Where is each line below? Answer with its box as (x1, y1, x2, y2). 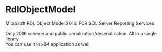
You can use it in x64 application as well (5, 41, 90, 47)
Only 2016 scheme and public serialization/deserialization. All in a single (5, 30, 157, 36)
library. (5, 36, 20, 42)
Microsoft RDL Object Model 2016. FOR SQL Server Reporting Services (5, 20, 154, 27)
